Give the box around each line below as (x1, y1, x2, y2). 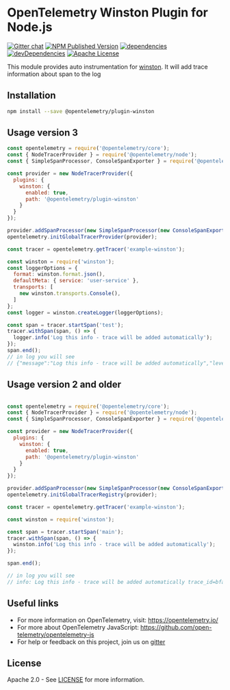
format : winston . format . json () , (13, 271, 106, 278)
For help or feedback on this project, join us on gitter (16, 637, 166, 645)
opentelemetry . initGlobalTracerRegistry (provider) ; (7, 491, 157, 498)
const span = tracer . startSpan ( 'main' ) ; (7, 528, 125, 535)
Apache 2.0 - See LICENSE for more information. (7, 676, 145, 684)
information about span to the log (7, 70, 101, 78)
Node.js (7, 19, 53, 35)
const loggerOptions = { (7, 264, 78, 271)
